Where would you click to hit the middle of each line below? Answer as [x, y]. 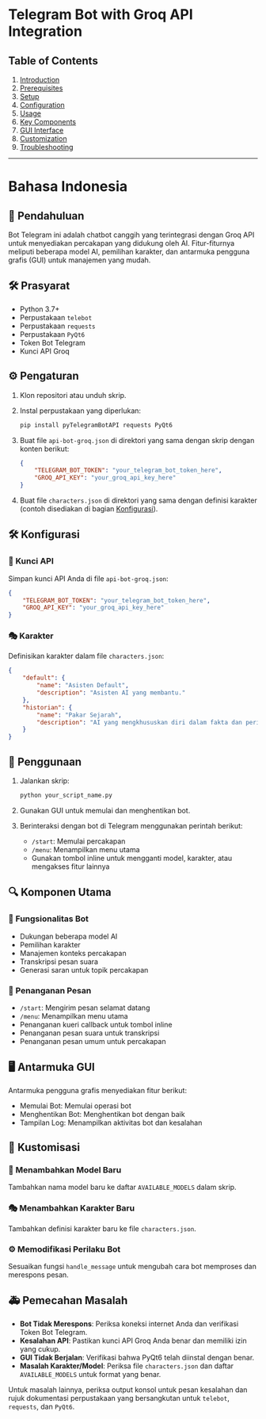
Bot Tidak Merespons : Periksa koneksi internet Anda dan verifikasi [129, 1323]
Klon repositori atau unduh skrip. [73, 395]
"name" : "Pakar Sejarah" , [80, 715]
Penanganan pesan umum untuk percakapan [93, 1041]
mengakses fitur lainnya [70, 866]
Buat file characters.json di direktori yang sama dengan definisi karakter [138, 500]
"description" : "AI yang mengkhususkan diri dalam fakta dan [140, 722]
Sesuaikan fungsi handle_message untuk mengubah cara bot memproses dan [133, 1266]
